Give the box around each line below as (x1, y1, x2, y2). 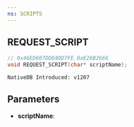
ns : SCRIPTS (7, 10, 42, 18)
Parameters (7, 93, 60, 105)
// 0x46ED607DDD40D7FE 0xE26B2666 (7, 55, 109, 62)
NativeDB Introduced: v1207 (7, 74, 90, 81)
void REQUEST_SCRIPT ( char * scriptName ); (7, 61, 128, 69)
